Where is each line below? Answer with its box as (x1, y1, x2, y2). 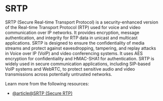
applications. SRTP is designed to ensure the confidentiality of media (5, 40, 145, 46)
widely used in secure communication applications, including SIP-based (5, 61, 151, 67)
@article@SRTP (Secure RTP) (12, 90, 73, 96)
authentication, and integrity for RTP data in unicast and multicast (5, 35, 138, 41)
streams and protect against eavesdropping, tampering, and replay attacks (5, 45, 156, 51)
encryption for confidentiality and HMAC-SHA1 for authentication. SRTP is (5, 55, 155, 61)
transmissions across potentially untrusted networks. (5, 71, 112, 77)
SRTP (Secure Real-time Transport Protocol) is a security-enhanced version (5, 19, 159, 25)
